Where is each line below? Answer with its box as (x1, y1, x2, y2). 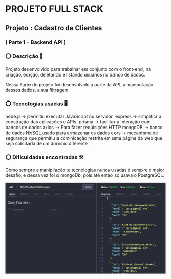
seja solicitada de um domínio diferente (5, 141, 88, 147)
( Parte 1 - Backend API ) (5, 39, 66, 46)
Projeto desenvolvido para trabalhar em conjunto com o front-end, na (5, 66, 151, 72)
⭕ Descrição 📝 (5, 53, 43, 60)
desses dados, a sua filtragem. (5, 87, 70, 93)
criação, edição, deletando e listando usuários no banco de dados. (5, 71, 146, 78)
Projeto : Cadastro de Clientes (5, 23, 102, 32)
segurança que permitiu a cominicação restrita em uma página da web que (5, 135, 163, 141)
